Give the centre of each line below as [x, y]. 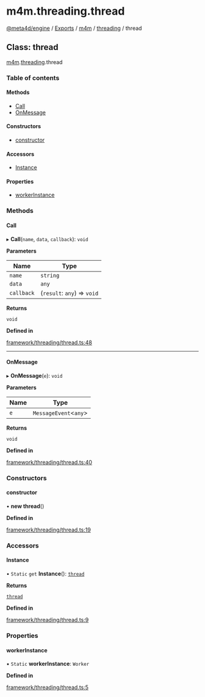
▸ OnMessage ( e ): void [34, 375]
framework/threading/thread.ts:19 [49, 530]
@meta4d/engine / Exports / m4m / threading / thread [74, 28]
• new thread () [25, 506]
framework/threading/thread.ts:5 [48, 687]
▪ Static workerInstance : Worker [48, 664]
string [50, 275]
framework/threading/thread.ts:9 [48, 620]
